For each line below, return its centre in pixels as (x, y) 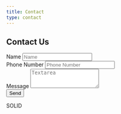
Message (18, 86)
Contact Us (28, 42)
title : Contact (25, 12)
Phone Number (25, 65)
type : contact (24, 17)
